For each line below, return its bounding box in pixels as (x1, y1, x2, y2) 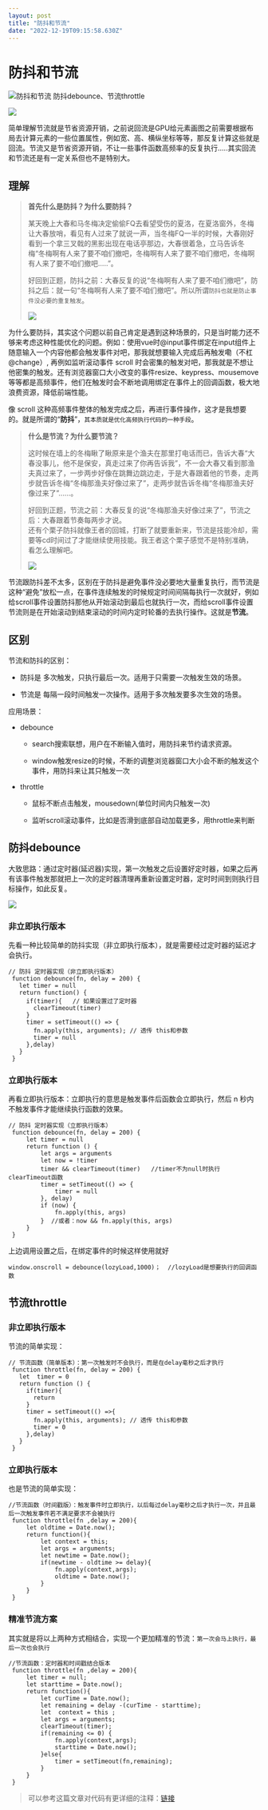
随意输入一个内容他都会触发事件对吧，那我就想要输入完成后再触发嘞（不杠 (8, 348, 253, 357)
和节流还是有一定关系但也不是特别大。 (8, 153, 134, 163)
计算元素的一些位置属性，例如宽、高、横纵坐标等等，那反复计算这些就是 (22, 133, 260, 143)
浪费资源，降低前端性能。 (8, 388, 93, 397)
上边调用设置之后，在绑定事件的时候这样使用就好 (8, 1246, 169, 1255)
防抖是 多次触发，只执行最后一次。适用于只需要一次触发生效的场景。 (19, 672, 246, 682)
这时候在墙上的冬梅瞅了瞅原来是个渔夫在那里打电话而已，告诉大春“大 (27, 448, 255, 458)
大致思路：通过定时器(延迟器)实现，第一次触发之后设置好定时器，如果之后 (8, 864, 251, 873)
